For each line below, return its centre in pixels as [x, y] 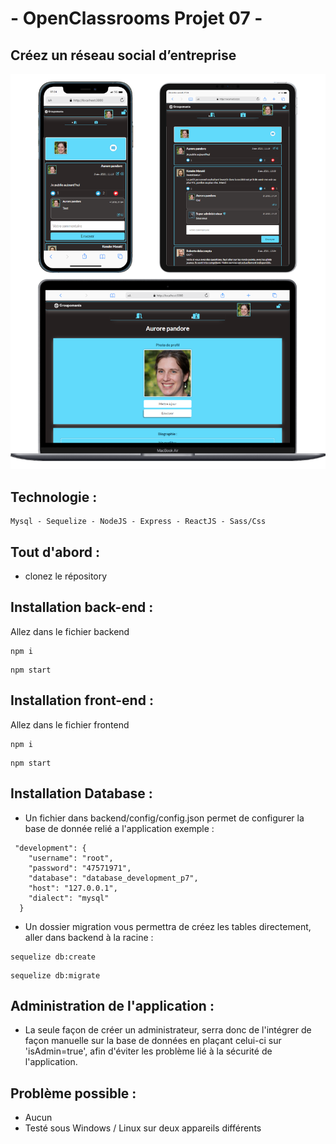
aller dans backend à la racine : [89, 937]
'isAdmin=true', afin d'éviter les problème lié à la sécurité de [148, 1051]
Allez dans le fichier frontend [70, 724]
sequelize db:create [53, 957]
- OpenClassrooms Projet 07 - [136, 18]
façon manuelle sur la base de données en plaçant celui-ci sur [153, 1041]
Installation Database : [81, 793]
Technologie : [54, 497]
